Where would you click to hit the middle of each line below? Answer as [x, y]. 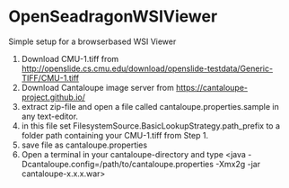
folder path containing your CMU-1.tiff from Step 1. [114, 135]
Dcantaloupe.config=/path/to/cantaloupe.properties [118, 164]
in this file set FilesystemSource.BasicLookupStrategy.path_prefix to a [150, 125]
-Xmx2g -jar [238, 164]
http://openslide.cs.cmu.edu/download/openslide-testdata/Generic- [147, 68]
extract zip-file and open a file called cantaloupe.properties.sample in [150, 106]
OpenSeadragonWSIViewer [113, 17]
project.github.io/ [53, 97]
